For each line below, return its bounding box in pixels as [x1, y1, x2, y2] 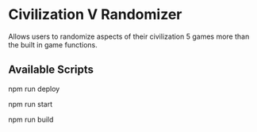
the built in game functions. [8, 40, 98, 49]
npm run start [8, 99, 53, 108]
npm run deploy [8, 84, 60, 93]
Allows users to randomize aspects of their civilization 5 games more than [8, 32, 250, 41]
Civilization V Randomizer [8, 6, 182, 24]
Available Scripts [8, 63, 94, 77]
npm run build [8, 115, 54, 124]
